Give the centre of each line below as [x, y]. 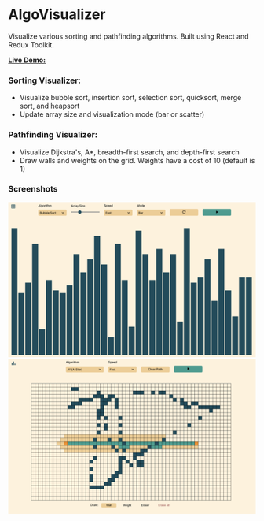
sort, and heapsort [49, 106]
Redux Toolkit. [31, 44]
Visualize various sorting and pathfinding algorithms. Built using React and [128, 36]
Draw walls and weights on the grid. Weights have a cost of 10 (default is [137, 160]
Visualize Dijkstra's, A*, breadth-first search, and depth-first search [129, 152]
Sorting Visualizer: [44, 80]
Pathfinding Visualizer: [53, 135]
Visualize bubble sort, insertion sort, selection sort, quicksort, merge [130, 98]
